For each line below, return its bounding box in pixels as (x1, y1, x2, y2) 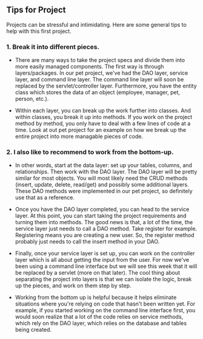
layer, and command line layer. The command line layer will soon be (15, 76, 184, 83)
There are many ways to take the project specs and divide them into (15, 56, 185, 64)
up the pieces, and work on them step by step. (15, 282, 131, 289)
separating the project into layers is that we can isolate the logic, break (15, 276, 192, 283)
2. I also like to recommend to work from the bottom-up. (6, 148, 174, 157)
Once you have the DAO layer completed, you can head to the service (15, 206, 190, 213)
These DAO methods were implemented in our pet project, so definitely (15, 188, 193, 195)
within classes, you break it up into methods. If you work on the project (15, 114, 193, 121)
